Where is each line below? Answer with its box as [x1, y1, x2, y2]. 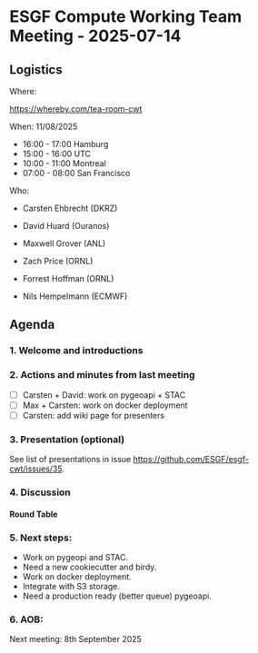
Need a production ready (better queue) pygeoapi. [22, 590, 212, 601]
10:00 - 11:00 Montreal [22, 158, 106, 169]
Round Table [9, 509, 58, 519]
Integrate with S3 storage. [22, 580, 121, 591]
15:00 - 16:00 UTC [22, 148, 92, 159]
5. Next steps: [9, 531, 73, 544]
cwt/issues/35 [9, 463, 63, 474]
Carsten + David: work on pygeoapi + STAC [22, 389, 186, 401]
